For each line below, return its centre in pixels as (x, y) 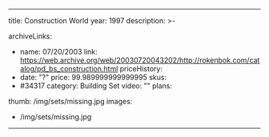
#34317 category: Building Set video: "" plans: (96, 86)
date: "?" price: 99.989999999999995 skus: (93, 77)
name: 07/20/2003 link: (58, 52)
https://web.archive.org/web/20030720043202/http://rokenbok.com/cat (140, 60)
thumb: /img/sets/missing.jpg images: (70, 101)
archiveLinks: (30, 36)
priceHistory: (141, 68)
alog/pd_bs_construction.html (69, 68)
